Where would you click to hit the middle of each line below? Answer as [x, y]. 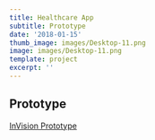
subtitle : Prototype [48, 26]
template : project [43, 59]
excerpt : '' [31, 68]
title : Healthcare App [52, 17]
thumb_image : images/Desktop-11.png [77, 43]
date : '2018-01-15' [46, 34]
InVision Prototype [43, 126]
